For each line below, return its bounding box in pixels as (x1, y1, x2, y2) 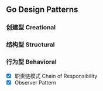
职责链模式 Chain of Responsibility (14, 72, 98, 79)
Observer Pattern (14, 79, 57, 86)
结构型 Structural (6, 41, 55, 49)
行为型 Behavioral (6, 58, 57, 66)
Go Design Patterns (6, 5, 78, 15)
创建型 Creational (6, 23, 56, 32)
